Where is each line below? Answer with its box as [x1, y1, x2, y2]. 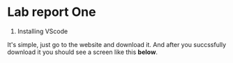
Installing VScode [17, 27, 68, 35]
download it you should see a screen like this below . [7, 48, 158, 56]
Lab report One [7, 4, 96, 20]
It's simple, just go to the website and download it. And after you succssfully [7, 40, 227, 48]
